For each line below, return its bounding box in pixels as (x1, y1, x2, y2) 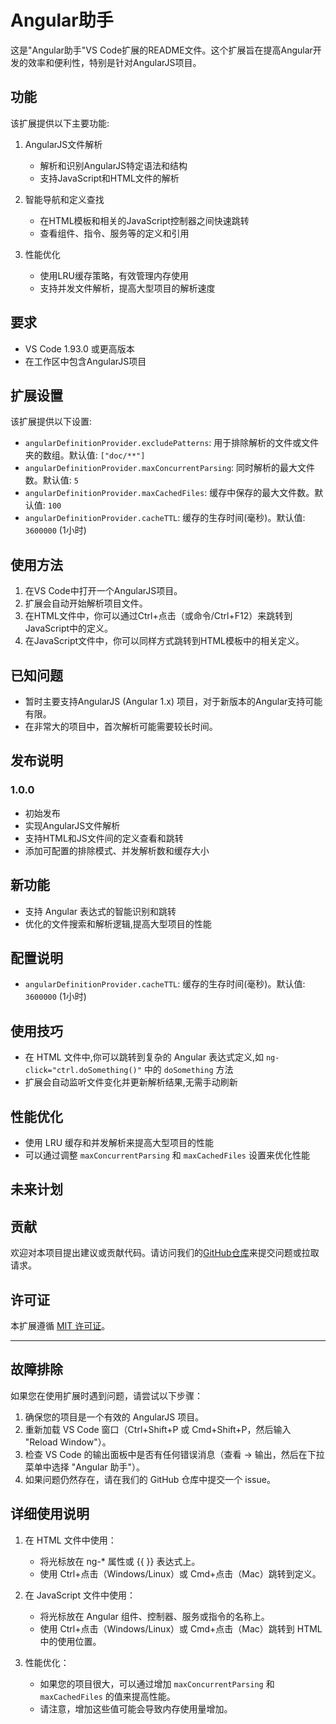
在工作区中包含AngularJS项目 (24, 355, 147, 367)
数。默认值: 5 (24, 474, 79, 486)
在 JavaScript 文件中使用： (24, 1589, 136, 1601)
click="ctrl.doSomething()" (24, 1066, 142, 1076)
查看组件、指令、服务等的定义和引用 (39, 227, 190, 239)
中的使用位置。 (39, 1635, 102, 1647)
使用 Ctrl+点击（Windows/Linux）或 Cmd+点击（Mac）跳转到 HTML (39, 1622, 323, 1635)
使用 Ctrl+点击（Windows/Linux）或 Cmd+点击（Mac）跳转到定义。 (39, 1567, 322, 1580)
